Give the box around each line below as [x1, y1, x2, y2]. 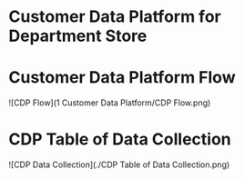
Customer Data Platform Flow [8, 67, 236, 88]
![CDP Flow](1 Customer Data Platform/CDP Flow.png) [8, 97, 211, 108]
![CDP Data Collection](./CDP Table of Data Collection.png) [8, 159, 230, 170]
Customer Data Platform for [8, 6, 221, 27]
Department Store [8, 25, 148, 46]
